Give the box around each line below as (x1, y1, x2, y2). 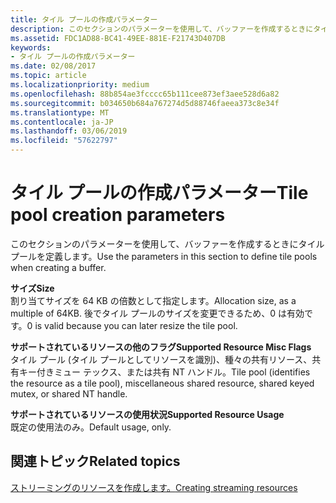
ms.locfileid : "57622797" (10, 136, 118, 146)
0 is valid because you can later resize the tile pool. (26, 319, 238, 331)
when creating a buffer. (10, 261, 107, 273)
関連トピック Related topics (10, 453, 181, 470)
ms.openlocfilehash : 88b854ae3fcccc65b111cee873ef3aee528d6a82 (10, 89, 280, 99)
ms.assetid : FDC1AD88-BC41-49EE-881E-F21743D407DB (10, 33, 226, 43)
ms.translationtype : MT (10, 107, 110, 118)
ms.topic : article (10, 71, 87, 81)
